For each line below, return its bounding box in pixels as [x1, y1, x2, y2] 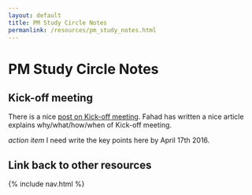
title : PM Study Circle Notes [8, 19, 108, 27]
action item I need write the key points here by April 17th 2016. [8, 135, 210, 145]
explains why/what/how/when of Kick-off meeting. [8, 120, 172, 130]
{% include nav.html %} [8, 179, 85, 189]
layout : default [8, 11, 61, 20]
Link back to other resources [8, 158, 152, 171]
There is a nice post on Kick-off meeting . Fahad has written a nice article [8, 112, 244, 122]
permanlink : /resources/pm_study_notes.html [8, 26, 157, 34]
